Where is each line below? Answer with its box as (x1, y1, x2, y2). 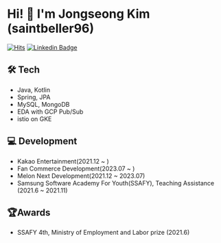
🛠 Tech (7, 64, 40, 76)
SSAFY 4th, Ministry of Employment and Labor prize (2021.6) (16, 229, 190, 237)
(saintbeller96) (7, 21, 95, 36)
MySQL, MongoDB (16, 100, 70, 108)
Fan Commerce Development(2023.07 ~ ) (16, 164, 135, 172)
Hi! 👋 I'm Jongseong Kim (7, 6, 150, 22)
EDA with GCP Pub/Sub (16, 107, 84, 116)
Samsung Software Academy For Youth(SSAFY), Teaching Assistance (16, 179, 215, 187)
